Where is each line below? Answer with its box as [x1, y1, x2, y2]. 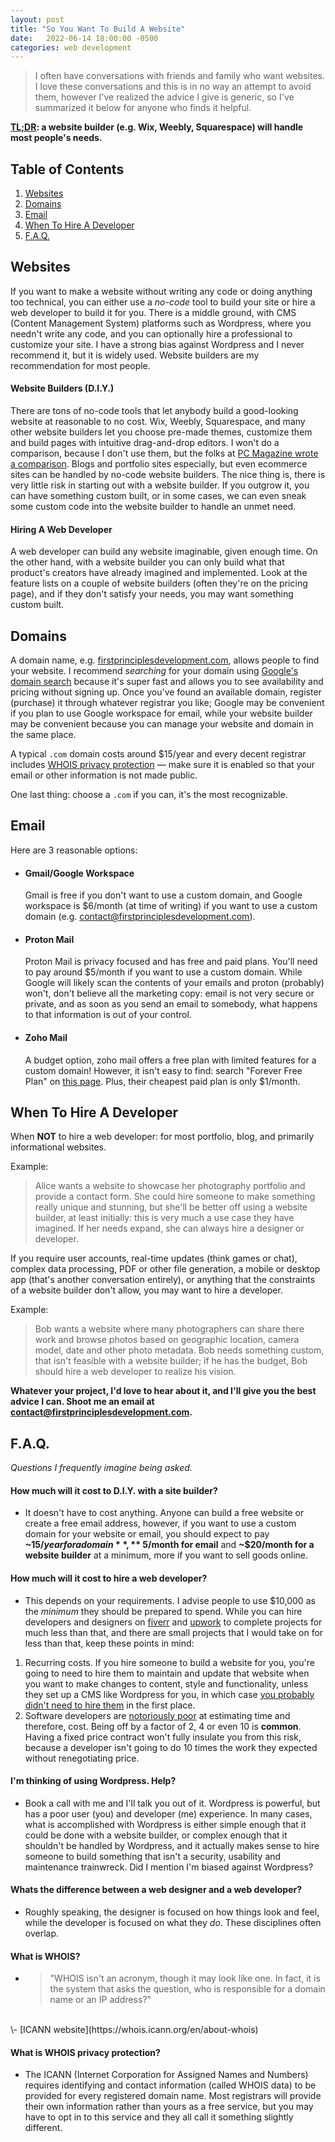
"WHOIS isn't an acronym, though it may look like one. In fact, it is [49, 1972, 321, 1985]
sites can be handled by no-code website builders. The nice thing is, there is [10, 469, 326, 481]
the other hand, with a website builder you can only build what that [10, 556, 285, 568]
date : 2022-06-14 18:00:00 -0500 [10, 33, 159, 43]
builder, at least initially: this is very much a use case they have [34, 1212, 295, 1224]
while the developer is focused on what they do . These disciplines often [24, 1916, 322, 1928]
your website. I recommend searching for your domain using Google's [10, 665, 299, 677]
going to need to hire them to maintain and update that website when [24, 1667, 310, 1679]
